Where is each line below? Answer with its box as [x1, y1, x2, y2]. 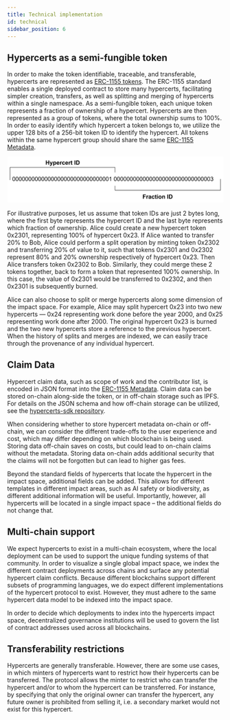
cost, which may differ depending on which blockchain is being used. [7, 434, 204, 442]
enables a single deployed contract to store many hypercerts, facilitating [7, 85, 212, 93]
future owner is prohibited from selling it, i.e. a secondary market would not [7, 698, 220, 706]
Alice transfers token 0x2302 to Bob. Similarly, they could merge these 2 [7, 260, 213, 268]
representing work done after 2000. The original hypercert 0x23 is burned [7, 317, 218, 326]
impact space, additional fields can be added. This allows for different [7, 477, 205, 485]
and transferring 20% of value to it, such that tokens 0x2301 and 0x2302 [7, 246, 214, 254]
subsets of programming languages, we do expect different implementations [7, 581, 224, 589]
